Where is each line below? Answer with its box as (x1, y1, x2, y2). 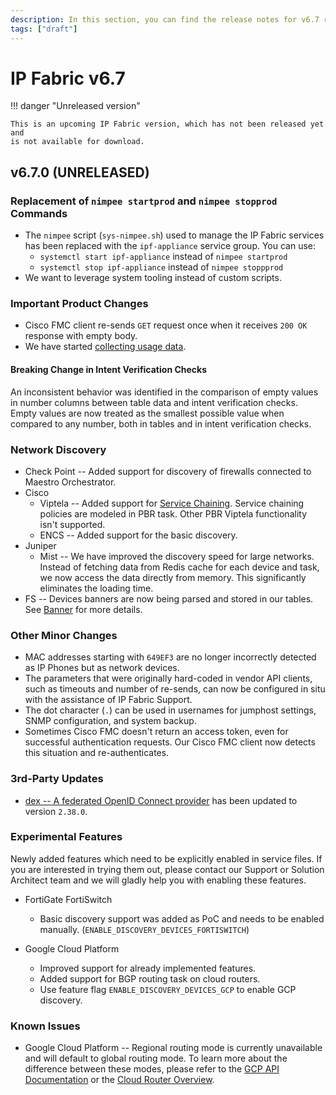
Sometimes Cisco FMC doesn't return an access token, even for (24, 726, 289, 738)
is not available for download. (10, 137, 145, 147)
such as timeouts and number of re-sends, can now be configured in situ (24, 683, 326, 695)
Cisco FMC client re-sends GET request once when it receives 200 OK (24, 319, 308, 331)
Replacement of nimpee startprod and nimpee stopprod (10, 194, 278, 208)
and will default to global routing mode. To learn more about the (24, 1052, 288, 1065)
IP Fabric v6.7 (10, 67, 126, 90)
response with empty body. (24, 330, 138, 342)
